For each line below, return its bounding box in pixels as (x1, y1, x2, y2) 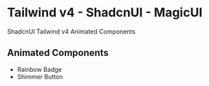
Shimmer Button (16, 72, 63, 81)
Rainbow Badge (16, 65, 62, 73)
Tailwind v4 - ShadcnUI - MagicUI (7, 5, 203, 20)
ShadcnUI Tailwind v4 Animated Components (7, 27, 136, 35)
